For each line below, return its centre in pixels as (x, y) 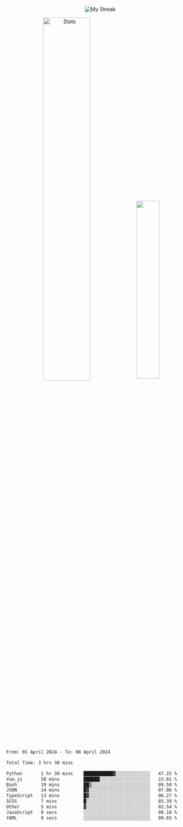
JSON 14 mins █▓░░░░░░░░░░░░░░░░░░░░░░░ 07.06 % (92, 790)
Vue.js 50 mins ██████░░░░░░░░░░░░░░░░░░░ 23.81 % (92, 779)
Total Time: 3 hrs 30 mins (40, 763)
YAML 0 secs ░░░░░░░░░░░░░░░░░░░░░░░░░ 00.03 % (92, 818)
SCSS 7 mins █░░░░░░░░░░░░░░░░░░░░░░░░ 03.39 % (92, 801)
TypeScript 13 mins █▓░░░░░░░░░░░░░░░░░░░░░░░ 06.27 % (92, 796)
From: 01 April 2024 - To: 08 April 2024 (58, 752)
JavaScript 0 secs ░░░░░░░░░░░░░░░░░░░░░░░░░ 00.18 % (92, 812)
